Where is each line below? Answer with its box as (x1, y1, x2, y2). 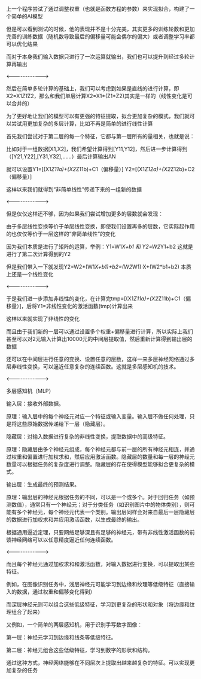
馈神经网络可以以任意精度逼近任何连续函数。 (6, 536, 117, 543)
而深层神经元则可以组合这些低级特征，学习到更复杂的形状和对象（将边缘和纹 (6, 601, 195, 608)
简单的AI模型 (11, 13, 43, 20)
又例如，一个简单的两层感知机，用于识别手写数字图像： (6, 621, 142, 628)
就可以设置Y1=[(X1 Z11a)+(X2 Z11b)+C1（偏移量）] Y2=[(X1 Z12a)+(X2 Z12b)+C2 (6, 166, 195, 172)
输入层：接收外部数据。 (6, 400, 64, 407)
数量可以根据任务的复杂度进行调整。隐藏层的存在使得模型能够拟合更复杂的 (6, 461, 190, 468)
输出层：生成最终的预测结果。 (6, 481, 80, 488)
